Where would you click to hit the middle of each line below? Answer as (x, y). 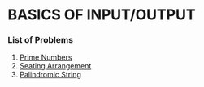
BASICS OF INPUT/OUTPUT (102, 15)
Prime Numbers (46, 57)
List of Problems (41, 40)
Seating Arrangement (55, 66)
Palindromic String (50, 75)
